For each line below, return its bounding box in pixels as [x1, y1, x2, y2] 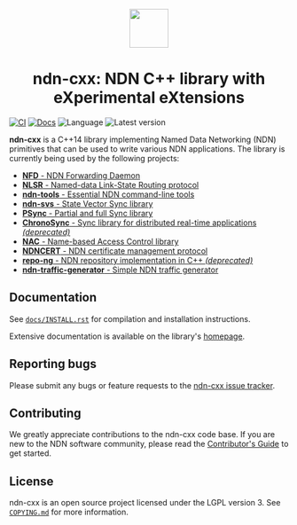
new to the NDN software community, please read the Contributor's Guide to [9, 439, 289, 450]
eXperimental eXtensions [52, 88, 246, 108]
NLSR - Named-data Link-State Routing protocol [21, 179, 199, 190]
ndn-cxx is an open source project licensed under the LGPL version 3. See [9, 498, 281, 508]
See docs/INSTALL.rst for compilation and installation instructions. [9, 313, 251, 324]
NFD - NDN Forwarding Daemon [21, 169, 140, 181]
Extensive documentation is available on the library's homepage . [9, 331, 246, 341]
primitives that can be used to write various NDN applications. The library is [9, 143, 285, 154]
